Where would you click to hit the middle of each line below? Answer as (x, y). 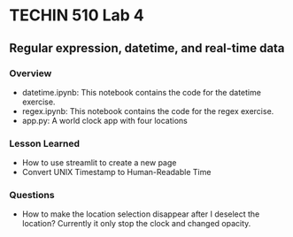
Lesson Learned (45, 143)
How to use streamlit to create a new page (99, 163)
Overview (31, 73)
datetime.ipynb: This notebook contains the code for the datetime (141, 92)
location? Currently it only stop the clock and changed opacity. (136, 224)
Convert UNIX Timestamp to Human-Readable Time (116, 172)
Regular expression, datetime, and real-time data (147, 48)
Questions (32, 195)
